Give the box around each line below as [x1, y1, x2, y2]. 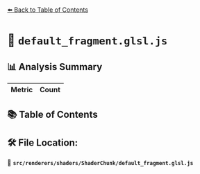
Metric [10, 85, 33, 94]
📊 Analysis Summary [7, 61, 103, 73]
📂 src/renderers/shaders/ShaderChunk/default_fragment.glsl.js [7, 159, 194, 167]
